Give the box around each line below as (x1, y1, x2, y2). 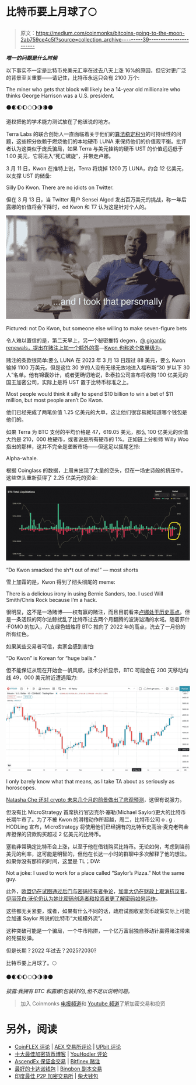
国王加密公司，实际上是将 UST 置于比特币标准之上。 (6, 379, 132, 386)
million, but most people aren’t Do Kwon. (6, 396, 103, 404)
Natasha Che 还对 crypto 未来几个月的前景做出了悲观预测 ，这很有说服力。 (6, 796, 185, 803)
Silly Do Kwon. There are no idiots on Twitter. (6, 184, 114, 191)
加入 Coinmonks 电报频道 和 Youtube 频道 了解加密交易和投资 (20, 1000, 166, 1007)
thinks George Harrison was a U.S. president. (6, 92, 115, 99)
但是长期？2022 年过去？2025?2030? (6, 947, 97, 954)
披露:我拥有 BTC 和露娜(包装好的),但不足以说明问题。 (6, 987, 133, 994)
